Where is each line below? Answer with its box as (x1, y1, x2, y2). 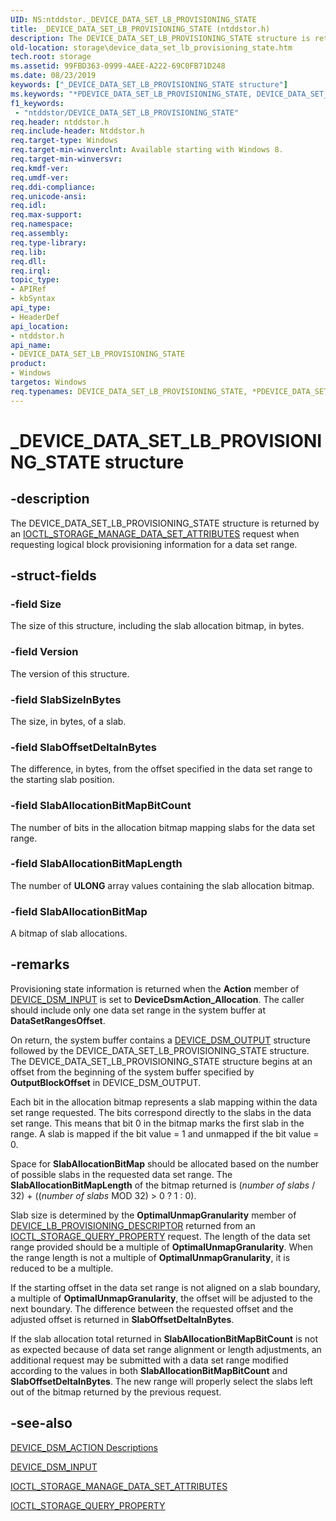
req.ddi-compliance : (10, 182, 97, 192)
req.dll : (10, 256, 47, 266)
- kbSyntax (10, 294, 56, 304)
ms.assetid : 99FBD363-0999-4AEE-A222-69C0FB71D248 (10, 61, 226, 71)
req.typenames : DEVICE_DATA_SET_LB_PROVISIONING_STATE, (10, 386, 248, 396)
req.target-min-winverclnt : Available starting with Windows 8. (10, 145, 284, 155)
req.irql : (10, 266, 52, 276)
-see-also (10, 1415, 73, 1432)
